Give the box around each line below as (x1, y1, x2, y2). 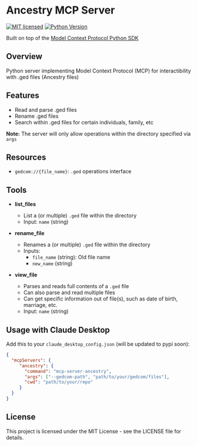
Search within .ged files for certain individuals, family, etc (14, 118, 154, 125)
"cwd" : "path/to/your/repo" (24, 379, 94, 385)
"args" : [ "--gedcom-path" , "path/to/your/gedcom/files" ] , (24, 374, 169, 380)
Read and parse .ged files (14, 106, 78, 113)
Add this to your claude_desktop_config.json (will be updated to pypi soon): (6, 341, 190, 348)
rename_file (14, 230, 45, 237)
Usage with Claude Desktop (6, 325, 110, 335)
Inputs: (23, 247, 41, 255)
